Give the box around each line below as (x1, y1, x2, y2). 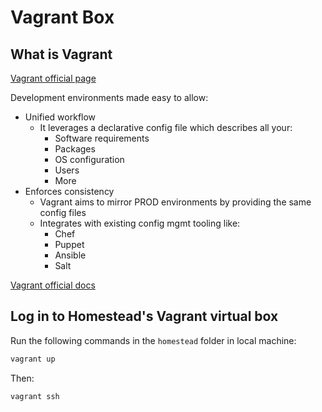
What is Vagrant (10, 46, 113, 63)
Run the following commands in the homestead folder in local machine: (10, 334, 297, 346)
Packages (54, 143, 96, 155)
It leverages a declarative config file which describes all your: (39, 122, 293, 133)
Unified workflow (24, 111, 97, 123)
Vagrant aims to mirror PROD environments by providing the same (39, 196, 312, 208)
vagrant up (10, 354, 56, 364)
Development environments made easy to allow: (10, 92, 209, 103)
